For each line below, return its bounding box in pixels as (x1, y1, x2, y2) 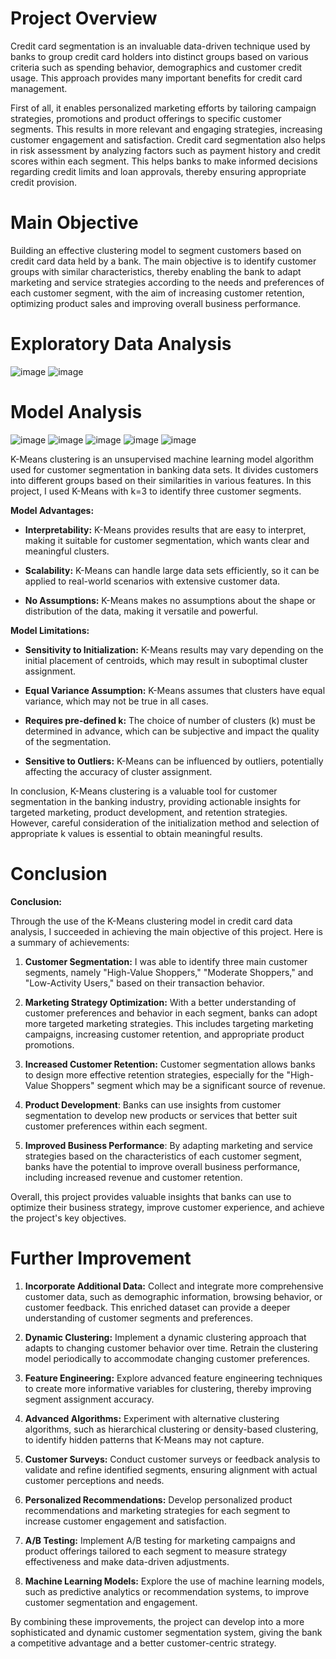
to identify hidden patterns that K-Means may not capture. (24, 1433, 265, 1446)
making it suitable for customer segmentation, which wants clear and (24, 534, 310, 546)
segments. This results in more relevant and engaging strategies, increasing (10, 123, 323, 135)
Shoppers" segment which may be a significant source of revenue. (50, 1079, 326, 1091)
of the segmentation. (24, 735, 112, 747)
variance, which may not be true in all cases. (24, 695, 209, 707)
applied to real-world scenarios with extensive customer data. (24, 575, 281, 587)
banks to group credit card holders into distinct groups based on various (10, 50, 309, 62)
